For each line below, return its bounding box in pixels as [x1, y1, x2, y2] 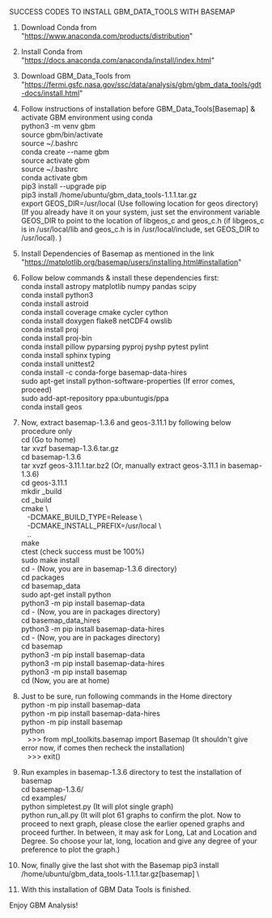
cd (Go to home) [20, 435, 76, 444]
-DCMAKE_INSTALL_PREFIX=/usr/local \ [27, 521, 161, 530]
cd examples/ [20, 793, 67, 802]
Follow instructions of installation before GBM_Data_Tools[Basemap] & [20, 104, 256, 113]
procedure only [20, 427, 72, 436]
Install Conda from [20, 47, 83, 56]
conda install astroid [20, 299, 89, 308]
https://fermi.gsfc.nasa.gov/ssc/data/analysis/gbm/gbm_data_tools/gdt [24, 80, 261, 89]
